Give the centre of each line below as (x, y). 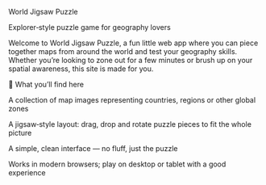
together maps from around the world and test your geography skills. (123, 51)
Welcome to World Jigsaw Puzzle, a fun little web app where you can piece (133, 43)
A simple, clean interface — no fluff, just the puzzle (93, 148)
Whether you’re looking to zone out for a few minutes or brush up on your (131, 60)
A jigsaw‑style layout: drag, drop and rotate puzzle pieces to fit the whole (130, 124)
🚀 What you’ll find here (46, 84)
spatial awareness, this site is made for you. (81, 69)
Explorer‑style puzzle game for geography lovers (89, 27)
